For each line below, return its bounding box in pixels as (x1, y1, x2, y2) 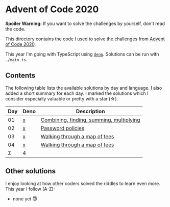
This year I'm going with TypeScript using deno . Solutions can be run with (5, 51, 159, 57)
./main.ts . (5, 56, 28, 62)
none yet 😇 (12, 195, 37, 202)
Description (76, 108, 105, 115)
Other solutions (5, 167, 56, 175)
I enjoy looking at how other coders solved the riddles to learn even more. (5, 180, 161, 187)
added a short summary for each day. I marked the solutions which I (5, 90, 149, 96)
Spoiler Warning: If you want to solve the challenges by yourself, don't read (5, 20, 165, 27)
